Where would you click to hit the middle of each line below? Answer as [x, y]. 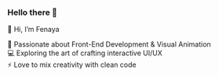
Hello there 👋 [33, 12]
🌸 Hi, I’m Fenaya [33, 30]
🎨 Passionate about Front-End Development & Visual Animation [109, 44]
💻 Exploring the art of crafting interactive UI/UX [85, 53]
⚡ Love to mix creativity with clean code [72, 65]
